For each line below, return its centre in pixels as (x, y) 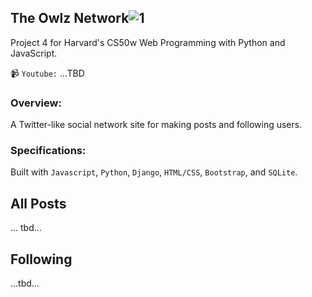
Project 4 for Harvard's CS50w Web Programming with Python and (148, 42)
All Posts (38, 203)
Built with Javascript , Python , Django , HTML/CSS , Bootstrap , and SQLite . (154, 172)
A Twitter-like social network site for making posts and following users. (156, 125)
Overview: (36, 103)
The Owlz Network (70, 18)
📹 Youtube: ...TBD (47, 73)
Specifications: (48, 151)
